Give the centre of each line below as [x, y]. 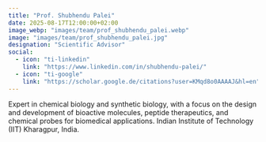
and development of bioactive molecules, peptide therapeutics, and [118, 112]
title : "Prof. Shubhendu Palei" [61, 15]
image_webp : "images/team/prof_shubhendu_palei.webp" [99, 30]
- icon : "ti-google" [49, 74]
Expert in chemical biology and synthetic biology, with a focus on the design [133, 104]
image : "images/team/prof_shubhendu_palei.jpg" [88, 37]
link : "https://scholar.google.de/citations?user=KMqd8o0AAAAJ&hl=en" [141, 81]
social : [21, 52]
